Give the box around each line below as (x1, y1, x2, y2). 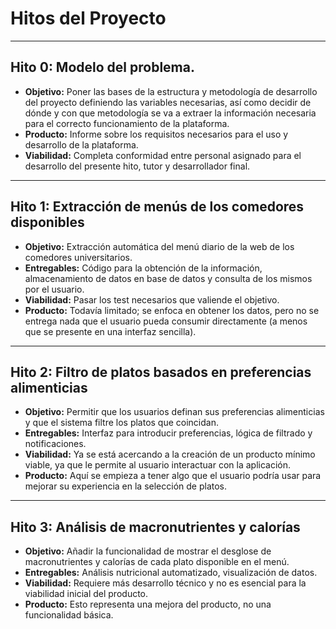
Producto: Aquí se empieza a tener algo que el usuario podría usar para (24, 470, 322, 482)
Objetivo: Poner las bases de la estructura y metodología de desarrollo (24, 85, 318, 97)
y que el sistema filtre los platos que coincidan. (24, 417, 219, 429)
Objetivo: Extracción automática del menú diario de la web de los (24, 240, 295, 252)
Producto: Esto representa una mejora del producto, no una (24, 598, 272, 611)
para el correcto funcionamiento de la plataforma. (24, 117, 230, 129)
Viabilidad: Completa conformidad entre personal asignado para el (24, 149, 302, 161)
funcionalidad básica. (24, 609, 114, 621)
